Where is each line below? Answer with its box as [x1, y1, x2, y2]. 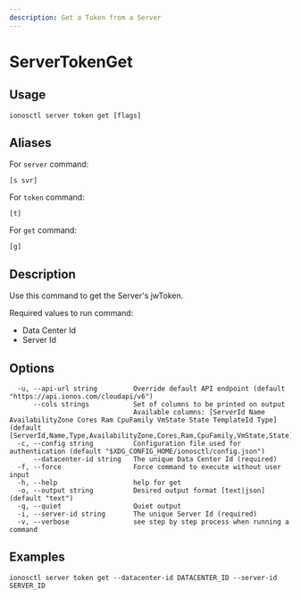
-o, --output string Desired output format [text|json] [17, 486, 266, 495]
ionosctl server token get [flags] [9, 111, 142, 120]
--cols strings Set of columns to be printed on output [32, 400, 286, 409]
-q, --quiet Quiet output [17, 502, 181, 511]
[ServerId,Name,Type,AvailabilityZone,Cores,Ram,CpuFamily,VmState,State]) [9, 432, 297, 441]
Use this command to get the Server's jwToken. [9, 290, 184, 301]
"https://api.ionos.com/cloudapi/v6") [9, 392, 154, 401]
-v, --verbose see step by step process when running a [17, 518, 290, 526]
